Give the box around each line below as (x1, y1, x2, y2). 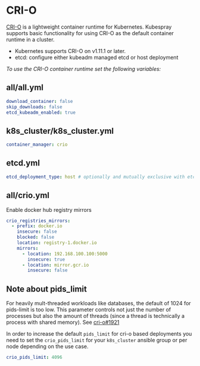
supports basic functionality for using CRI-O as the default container (6, 29, 174, 36)
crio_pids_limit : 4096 (6, 355, 62, 361)
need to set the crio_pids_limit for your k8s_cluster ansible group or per (6, 337, 187, 344)
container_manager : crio (6, 142, 68, 148)
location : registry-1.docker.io (17, 240, 97, 246)
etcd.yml (6, 158, 40, 168)
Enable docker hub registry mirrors (6, 206, 92, 213)
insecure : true (27, 256, 65, 262)
